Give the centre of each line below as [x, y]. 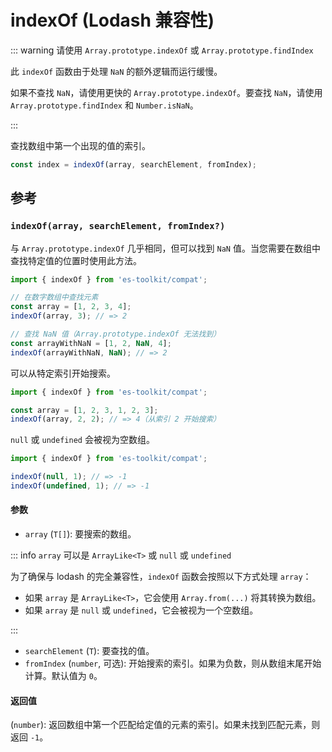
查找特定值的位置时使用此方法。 [76, 260]
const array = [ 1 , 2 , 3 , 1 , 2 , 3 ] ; [84, 410]
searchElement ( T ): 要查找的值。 [89, 651]
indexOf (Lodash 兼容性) [112, 20]
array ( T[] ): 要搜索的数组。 [80, 534]
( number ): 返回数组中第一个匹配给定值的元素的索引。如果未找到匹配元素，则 [165, 725]
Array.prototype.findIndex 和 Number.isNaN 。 [104, 105]
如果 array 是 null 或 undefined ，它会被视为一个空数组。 [141, 610]
